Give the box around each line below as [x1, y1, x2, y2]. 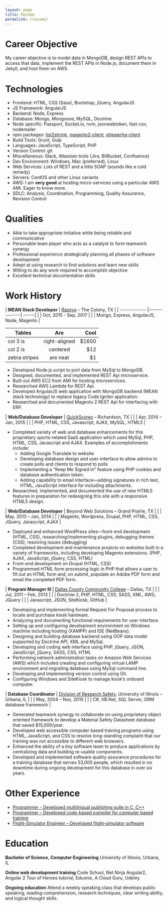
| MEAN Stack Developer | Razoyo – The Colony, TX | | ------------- [5, 307, 146, 313]
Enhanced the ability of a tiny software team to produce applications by [12, 743, 160, 749]
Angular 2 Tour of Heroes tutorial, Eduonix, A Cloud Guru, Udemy [5, 875, 140, 881]
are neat [49, 354, 69, 361]
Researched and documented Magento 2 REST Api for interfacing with [12, 399, 158, 405]
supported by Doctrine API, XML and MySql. [12, 638, 104, 645]
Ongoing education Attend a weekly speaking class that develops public [5, 884, 156, 890]
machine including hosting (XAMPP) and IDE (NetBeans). [12, 628, 130, 634]
